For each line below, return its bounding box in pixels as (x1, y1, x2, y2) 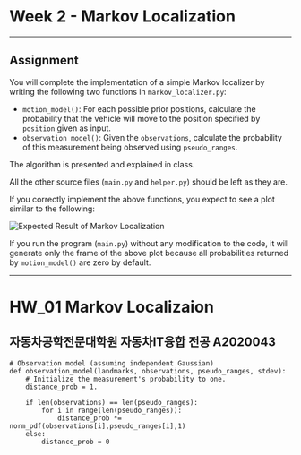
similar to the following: (9, 203, 96, 214)
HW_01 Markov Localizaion (9, 296, 215, 317)
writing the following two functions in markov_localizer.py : (9, 86, 227, 97)
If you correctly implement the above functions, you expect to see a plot (9, 193, 276, 204)
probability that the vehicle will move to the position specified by (21, 113, 261, 124)
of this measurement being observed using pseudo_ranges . (21, 142, 238, 152)
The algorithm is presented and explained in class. (9, 159, 195, 169)
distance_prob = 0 (41, 437, 110, 446)
